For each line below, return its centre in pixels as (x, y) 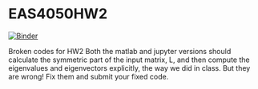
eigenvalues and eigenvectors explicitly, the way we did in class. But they (129, 68)
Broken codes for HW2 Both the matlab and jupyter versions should (120, 51)
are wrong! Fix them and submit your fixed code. (89, 76)
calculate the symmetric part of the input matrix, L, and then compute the (129, 60)
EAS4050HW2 (58, 14)
